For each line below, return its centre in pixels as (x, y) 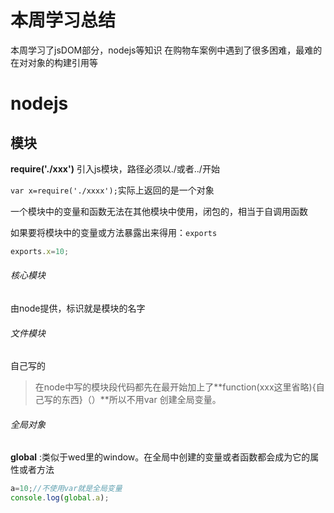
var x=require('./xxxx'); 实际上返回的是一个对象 (112, 190)
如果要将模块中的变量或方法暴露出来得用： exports (114, 232)
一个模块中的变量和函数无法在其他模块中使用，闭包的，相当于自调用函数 (159, 211)
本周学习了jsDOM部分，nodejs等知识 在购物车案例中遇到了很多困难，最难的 (166, 50)
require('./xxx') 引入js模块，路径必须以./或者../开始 (115, 168)
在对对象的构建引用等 (54, 62)
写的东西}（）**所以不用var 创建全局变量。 (132, 400)
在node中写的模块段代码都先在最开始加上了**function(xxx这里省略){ (175, 387)
